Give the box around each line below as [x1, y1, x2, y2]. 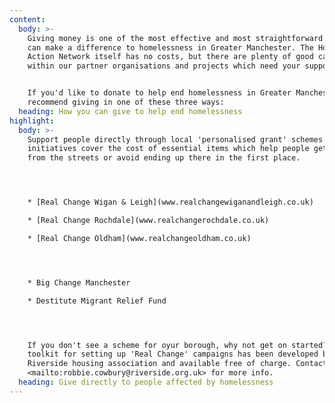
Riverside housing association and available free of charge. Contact [27, 359, 328, 369]
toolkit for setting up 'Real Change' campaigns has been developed [27, 349, 319, 360]
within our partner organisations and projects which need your [27, 61, 301, 71]
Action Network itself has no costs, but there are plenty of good [27, 52, 314, 62]
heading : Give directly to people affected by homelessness [18, 377, 274, 387]
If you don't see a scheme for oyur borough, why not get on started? [27, 340, 328, 350]
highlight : [9, 116, 55, 126]
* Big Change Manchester [27, 277, 131, 288]
